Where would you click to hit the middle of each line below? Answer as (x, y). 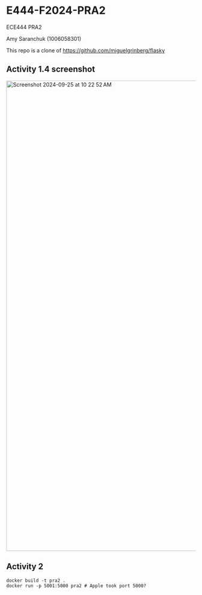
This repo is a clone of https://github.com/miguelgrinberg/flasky (86, 50)
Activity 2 (25, 566)
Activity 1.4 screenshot (50, 69)
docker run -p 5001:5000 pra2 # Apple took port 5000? (76, 586)
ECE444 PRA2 (24, 27)
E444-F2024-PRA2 (56, 11)
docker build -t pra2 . (36, 581)
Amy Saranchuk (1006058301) (44, 38)
